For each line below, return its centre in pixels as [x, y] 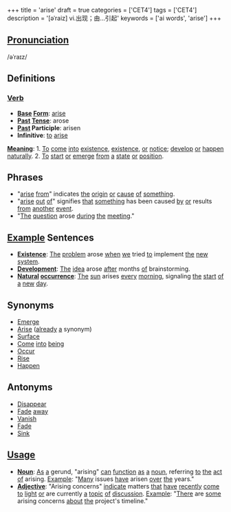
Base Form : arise [41, 113]
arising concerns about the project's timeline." [82, 501]
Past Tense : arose [43, 121]
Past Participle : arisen [49, 127]
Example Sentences [51, 237]
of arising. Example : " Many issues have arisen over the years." [106, 479]
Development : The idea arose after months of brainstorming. [103, 269]
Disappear [32, 404]
